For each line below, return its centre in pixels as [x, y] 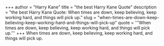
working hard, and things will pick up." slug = [51, 17]
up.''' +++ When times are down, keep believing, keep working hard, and [79, 33]
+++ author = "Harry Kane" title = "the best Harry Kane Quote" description [81, 7]
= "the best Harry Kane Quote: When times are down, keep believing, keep [81, 12]
